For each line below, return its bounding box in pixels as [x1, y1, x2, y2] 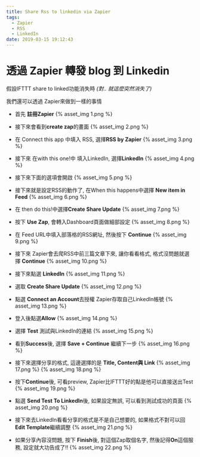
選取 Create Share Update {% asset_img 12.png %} [14, 283, 142, 290]
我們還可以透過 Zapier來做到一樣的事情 [6, 97, 102, 105]
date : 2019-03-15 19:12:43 [6, 36, 73, 42]
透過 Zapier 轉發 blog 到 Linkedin [6, 64, 170, 78]
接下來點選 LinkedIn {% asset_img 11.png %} [14, 270, 125, 277]
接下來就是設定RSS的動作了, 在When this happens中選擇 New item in [14, 186, 186, 194]
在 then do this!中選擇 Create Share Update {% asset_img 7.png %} [14, 206, 180, 213]
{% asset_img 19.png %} [14, 385, 76, 392]
